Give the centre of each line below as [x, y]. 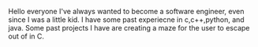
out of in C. [26, 36]
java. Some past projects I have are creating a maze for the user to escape [129, 28]
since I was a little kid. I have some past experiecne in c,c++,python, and [126, 20]
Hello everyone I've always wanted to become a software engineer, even [126, 11]
